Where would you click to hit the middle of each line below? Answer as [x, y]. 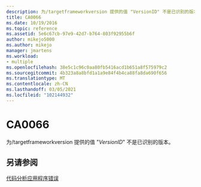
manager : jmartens [29, 51]
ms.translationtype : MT [36, 78]
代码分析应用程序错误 [32, 178]
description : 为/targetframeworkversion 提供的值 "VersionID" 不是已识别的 [98, 12]
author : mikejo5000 [31, 39]
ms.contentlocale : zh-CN [37, 84]
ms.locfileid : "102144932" [40, 95]
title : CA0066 [24, 17]
